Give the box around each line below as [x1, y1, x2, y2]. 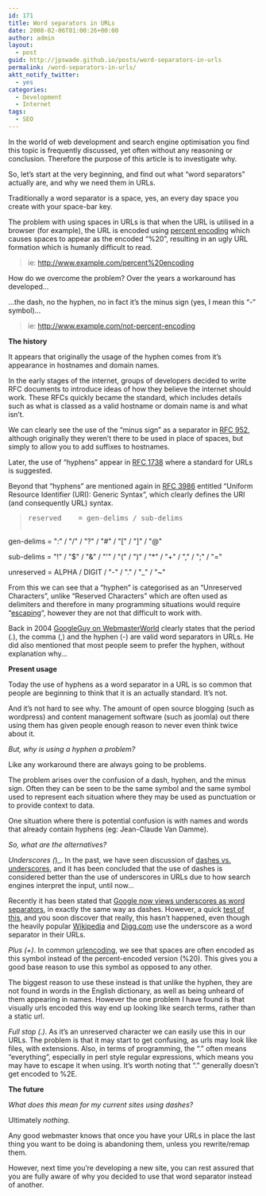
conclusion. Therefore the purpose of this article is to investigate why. [8, 154, 237, 163]
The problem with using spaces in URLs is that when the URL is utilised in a [8, 216, 254, 227]
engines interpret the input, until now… [8, 880, 135, 890]
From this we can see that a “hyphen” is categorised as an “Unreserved [8, 582, 242, 592]
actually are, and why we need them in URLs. [8, 177, 156, 187]
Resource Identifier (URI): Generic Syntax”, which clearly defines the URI [8, 489, 245, 499]
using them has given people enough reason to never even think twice [8, 720, 238, 730]
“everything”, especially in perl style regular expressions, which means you [8, 1052, 254, 1062]
